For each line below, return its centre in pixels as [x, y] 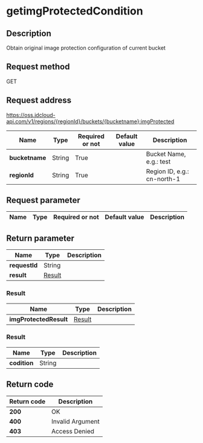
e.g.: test [158, 161]
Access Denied [73, 431]
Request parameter [43, 200]
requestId [24, 266]
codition [21, 363]
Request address [39, 100]
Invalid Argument [75, 421]
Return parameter [40, 238]
